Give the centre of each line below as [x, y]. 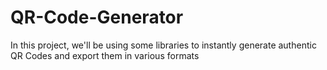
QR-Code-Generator [97, 17]
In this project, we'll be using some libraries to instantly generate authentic [163, 45]
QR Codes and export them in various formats [105, 55]
